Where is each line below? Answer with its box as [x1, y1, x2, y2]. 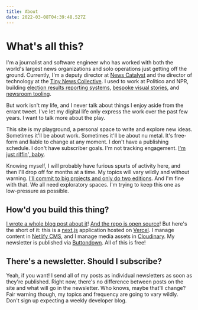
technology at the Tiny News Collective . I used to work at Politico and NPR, [6, 78, 189, 85]
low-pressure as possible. [6, 187, 69, 195]
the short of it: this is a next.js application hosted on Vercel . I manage [6, 227, 174, 234]
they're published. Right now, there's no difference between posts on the [6, 278, 184, 285]
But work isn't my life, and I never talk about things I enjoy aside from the [6, 102, 184, 109]
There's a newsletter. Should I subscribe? [6, 256, 163, 266]
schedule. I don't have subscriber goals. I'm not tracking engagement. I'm [6, 145, 186, 152]
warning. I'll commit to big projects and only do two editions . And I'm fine [6, 175, 184, 182]
